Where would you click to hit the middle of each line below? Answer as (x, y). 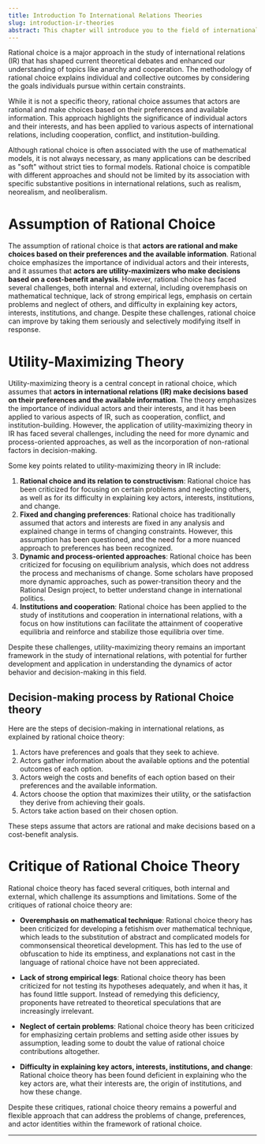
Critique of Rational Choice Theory (124, 867)
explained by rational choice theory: (66, 737)
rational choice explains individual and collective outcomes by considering (129, 78)
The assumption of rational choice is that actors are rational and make (123, 246)
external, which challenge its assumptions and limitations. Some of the (123, 897)
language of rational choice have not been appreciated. (109, 962)
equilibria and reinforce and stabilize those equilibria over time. (122, 632)
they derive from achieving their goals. (82, 802)
